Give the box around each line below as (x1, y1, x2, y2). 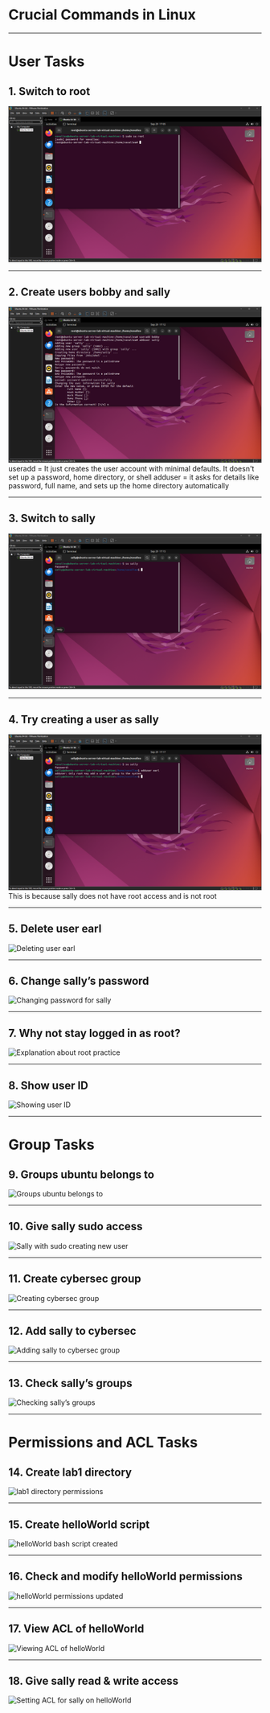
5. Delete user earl (8, 922, 102, 936)
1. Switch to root (8, 84, 91, 98)
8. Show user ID (8, 1078, 88, 1092)
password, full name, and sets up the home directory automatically (8, 480, 230, 490)
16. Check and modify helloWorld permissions (8, 1570, 243, 1583)
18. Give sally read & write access (8, 1674, 179, 1688)
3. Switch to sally (8, 512, 96, 525)
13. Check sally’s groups (8, 1376, 133, 1390)
